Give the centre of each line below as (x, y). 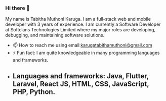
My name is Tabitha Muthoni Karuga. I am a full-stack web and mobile (78, 19)
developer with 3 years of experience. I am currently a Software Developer (83, 24)
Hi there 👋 (18, 8)
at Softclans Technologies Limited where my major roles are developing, (80, 30)
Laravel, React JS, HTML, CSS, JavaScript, (81, 84)
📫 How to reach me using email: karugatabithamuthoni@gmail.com (82, 45)
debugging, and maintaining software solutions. (55, 35)
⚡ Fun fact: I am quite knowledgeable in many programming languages (86, 53)
